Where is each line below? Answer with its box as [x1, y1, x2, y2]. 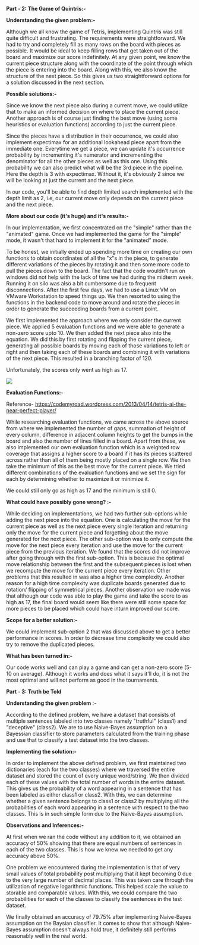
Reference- [6, 400, 34, 408]
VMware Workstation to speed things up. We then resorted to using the [6, 293, 181, 300]
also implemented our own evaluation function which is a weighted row [6, 444, 180, 450]
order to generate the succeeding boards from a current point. [6, 305, 159, 312]
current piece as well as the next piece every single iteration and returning [6, 523, 188, 530]
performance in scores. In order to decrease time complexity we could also [6, 635, 190, 641]
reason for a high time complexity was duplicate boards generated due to [6, 580, 186, 586]
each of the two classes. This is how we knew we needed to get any [6, 846, 173, 853]
